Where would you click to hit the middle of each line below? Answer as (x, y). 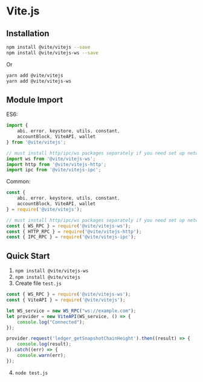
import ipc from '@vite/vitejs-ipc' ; (54, 170)
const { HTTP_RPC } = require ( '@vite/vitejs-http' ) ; (74, 231)
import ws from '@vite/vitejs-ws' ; (51, 159)
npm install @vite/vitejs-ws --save (52, 53)
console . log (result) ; (44, 344)
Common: (18, 182)
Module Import (35, 100)
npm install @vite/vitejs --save (48, 47)
